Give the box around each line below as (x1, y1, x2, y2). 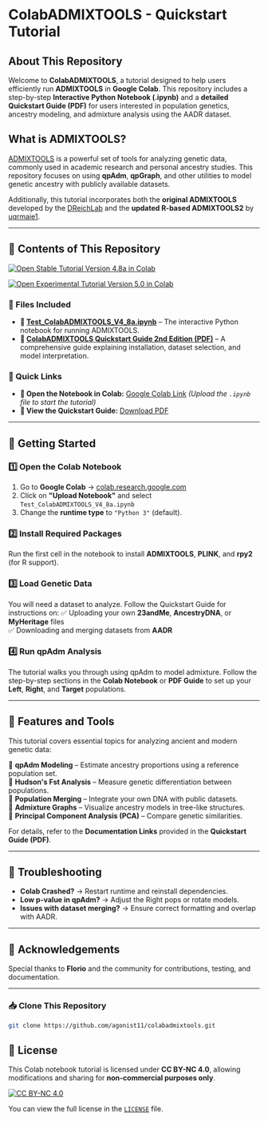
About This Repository (8, 54, 123, 68)
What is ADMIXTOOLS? (8, 133, 127, 146)
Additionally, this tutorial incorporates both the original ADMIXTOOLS (8, 194, 237, 204)
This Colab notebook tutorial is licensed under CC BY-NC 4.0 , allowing (8, 1064, 241, 1075)
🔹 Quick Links (8, 370, 62, 382)
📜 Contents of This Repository (8, 242, 161, 256)
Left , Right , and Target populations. (8, 684, 126, 694)
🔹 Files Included (8, 299, 72, 310)
